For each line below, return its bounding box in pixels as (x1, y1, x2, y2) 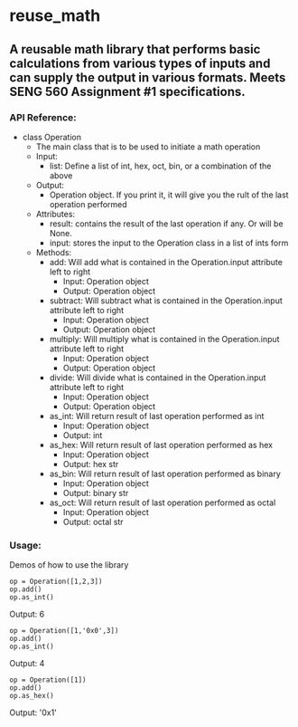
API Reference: (9, 110, 77, 123)
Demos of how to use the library (9, 560, 129, 570)
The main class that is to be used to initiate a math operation (35, 141, 261, 152)
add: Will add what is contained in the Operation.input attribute (49, 256, 283, 267)
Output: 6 (9, 608, 45, 620)
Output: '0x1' (9, 707, 57, 718)
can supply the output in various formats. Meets (9, 70, 286, 85)
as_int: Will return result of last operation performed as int (49, 410, 265, 421)
